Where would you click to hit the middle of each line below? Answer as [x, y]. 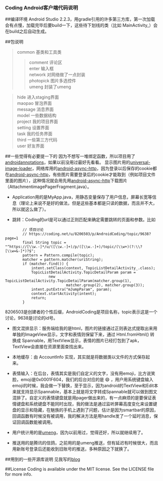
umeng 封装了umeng [50, 87]
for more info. [19, 474]
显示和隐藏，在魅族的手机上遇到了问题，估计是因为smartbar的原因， [90, 410]
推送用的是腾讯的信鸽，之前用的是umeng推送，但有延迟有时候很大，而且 [85, 443]
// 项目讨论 [33, 230]
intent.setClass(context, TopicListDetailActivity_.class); [93, 268]
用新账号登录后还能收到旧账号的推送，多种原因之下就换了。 [72, 449]
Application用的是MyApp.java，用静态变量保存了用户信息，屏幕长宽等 [82, 197]
